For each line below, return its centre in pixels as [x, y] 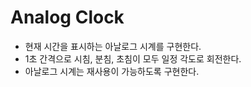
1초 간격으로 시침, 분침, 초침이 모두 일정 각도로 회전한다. [133, 58]
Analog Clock [67, 17]
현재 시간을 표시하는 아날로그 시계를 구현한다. [113, 46]
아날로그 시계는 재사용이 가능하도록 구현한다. [112, 71]
